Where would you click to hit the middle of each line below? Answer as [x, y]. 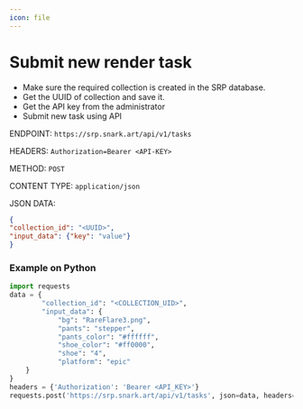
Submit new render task [101, 62]
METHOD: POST [37, 168]
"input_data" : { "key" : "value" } [70, 236]
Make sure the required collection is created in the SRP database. [144, 87]
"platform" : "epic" [94, 362]
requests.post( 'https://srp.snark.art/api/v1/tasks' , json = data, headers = [153, 395]
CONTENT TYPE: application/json [75, 186]
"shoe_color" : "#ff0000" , [106, 345]
